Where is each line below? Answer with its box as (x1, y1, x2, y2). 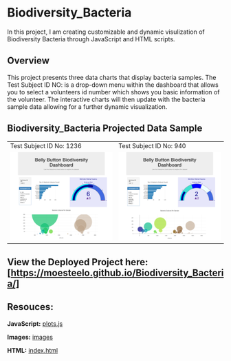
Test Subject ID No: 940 (118, 142, 186, 150)
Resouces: (7, 301, 54, 313)
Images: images (7, 333, 54, 341)
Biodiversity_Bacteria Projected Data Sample (7, 123, 203, 134)
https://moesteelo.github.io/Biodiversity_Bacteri (10, 267, 224, 278)
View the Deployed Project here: (7, 256, 148, 268)
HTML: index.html (7, 346, 58, 354)
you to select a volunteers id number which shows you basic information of (7, 87, 220, 96)
